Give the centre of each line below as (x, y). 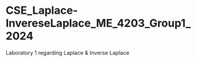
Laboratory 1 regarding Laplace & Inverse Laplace (68, 52)
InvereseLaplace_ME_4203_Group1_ (98, 23)
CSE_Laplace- (42, 11)
